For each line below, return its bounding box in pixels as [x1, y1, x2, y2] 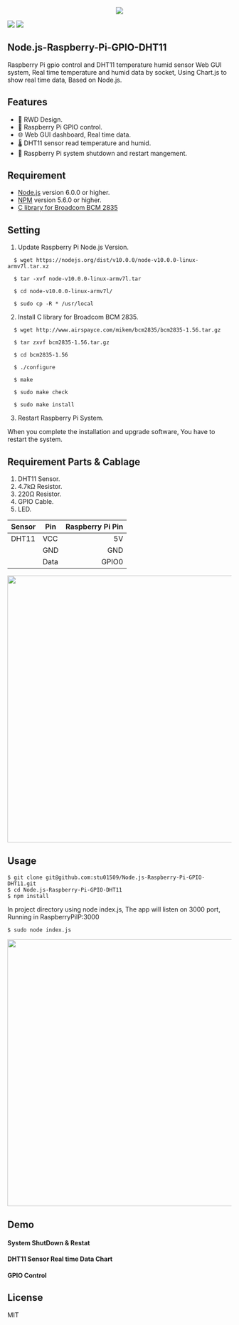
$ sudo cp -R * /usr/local [14, 300, 94, 307]
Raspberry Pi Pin [65, 522, 124, 532]
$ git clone [7, 874, 43, 881]
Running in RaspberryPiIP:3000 [7, 912, 100, 921]
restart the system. [7, 435, 63, 444]
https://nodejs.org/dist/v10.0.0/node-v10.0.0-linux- [36, 257, 199, 264]
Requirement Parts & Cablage [7, 455, 141, 468]
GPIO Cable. [17, 497, 54, 506]
